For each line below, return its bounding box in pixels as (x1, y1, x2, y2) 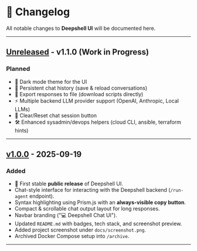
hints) (14, 127, 29, 134)
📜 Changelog (6, 5, 70, 19)
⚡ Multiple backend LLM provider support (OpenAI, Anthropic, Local (14, 97, 179, 104)
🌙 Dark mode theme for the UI (14, 78, 87, 85)
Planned (6, 65, 30, 73)
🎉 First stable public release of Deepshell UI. (14, 180, 123, 187)
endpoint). (29, 193, 55, 200)
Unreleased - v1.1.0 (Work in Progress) (6, 47, 150, 57)
